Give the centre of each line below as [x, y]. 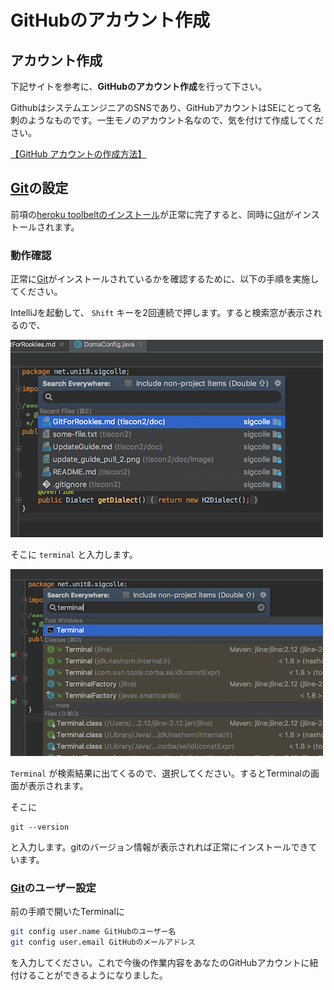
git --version [40, 827]
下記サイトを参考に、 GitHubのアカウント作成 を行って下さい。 [139, 86]
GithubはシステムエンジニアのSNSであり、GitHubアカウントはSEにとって [161, 107]
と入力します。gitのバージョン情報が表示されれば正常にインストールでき [159, 847]
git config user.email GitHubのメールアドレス [103, 942]
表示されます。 [58, 786]
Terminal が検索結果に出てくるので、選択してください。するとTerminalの [160, 773]
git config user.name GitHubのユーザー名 [93, 932]
